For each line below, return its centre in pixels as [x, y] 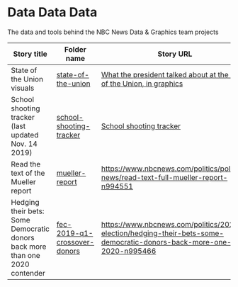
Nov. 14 [24, 144]
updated [25, 135]
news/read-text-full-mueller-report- [164, 177]
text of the [28, 173]
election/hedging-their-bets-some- [163, 233]
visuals [23, 88]
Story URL [175, 54]
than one [25, 255]
